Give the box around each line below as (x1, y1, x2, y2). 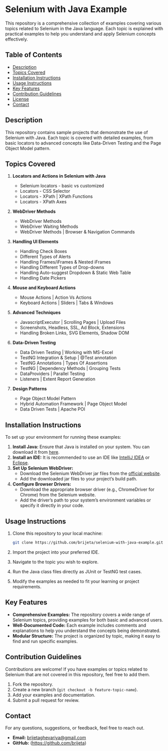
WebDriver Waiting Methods (20, 223, 79, 229)
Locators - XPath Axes (20, 199, 67, 205)
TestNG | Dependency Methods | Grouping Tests (20, 365, 121, 371)
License (12, 96, 29, 102)
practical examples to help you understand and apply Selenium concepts (5, 31, 156, 37)
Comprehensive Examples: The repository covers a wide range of (12, 611, 150, 617)
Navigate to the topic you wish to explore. (12, 559, 99, 565)
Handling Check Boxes (20, 248, 67, 255)
